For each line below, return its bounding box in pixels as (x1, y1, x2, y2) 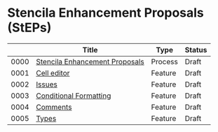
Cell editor (36, 68, 70, 78)
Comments (36, 102, 72, 112)
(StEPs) (7, 20, 52, 36)
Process (151, 57, 179, 66)
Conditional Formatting (36, 91, 111, 101)
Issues (36, 79, 57, 89)
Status (184, 45, 207, 54)
